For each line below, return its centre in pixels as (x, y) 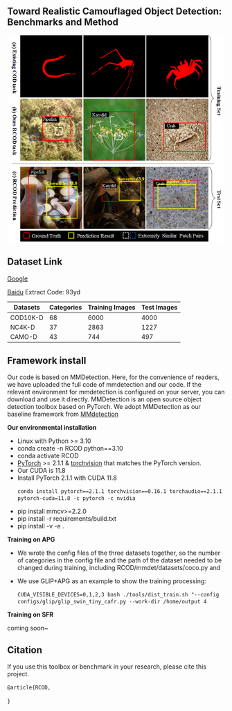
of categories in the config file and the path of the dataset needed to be (119, 560)
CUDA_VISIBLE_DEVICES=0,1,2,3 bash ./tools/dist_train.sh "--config (118, 595)
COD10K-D (27, 317)
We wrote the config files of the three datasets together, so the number (118, 553)
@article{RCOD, (29, 688)
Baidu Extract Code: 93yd (44, 292)
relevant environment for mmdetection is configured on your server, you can (116, 392)
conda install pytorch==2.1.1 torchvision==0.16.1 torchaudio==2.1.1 (120, 492)
